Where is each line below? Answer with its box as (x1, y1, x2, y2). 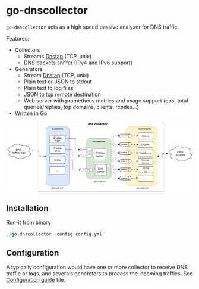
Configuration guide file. (6, 276, 66, 284)
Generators (14, 65, 43, 72)
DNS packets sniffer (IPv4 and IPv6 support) (23, 59, 132, 66)
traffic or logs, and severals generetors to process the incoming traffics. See (6, 270, 193, 277)
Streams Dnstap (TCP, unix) (23, 52, 92, 60)
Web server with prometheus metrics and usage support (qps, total (23, 97, 188, 104)
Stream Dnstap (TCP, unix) (23, 72, 89, 79)
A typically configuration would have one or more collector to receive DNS (6, 263, 188, 271)
